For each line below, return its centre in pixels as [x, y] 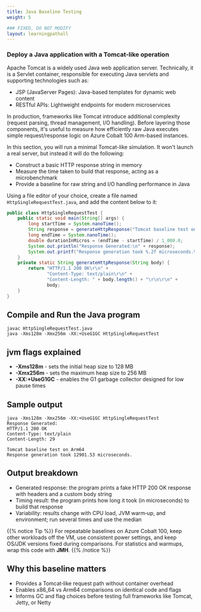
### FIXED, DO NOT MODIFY [39, 28]
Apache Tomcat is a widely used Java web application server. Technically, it [100, 68]
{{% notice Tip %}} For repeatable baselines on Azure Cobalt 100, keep [95, 531]
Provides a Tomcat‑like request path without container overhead [94, 583]
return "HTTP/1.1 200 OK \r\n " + [69, 269]
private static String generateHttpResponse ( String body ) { [94, 263]
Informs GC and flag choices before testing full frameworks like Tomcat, [104, 596]
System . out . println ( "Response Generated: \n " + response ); [102, 246]
